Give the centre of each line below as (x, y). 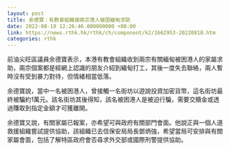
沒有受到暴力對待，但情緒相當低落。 (64, 77)
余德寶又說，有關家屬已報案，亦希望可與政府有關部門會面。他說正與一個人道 (115, 123)
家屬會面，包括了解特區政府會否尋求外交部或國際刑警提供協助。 (97, 140)
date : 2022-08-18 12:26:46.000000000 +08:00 (72, 26)
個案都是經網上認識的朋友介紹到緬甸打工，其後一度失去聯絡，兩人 (124, 68)
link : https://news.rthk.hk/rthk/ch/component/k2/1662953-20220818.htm (111, 33)
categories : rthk (32, 39)
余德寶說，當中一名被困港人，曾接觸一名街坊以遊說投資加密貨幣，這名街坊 (112, 91)
